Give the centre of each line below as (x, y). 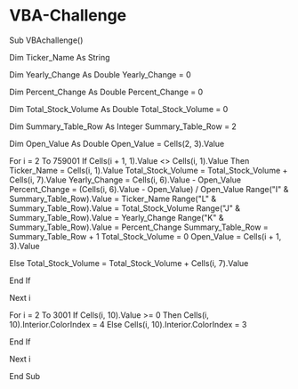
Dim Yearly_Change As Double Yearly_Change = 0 (100, 74)
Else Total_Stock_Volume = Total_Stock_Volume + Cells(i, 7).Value (129, 263)
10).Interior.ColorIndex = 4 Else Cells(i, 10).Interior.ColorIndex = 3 (128, 324)
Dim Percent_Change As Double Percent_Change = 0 (106, 92)
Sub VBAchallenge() (46, 40)
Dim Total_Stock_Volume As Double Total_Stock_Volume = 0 (119, 109)
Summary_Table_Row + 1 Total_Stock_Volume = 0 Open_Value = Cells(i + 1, (145, 236)
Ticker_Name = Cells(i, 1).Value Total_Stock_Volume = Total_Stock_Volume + (149, 170)
